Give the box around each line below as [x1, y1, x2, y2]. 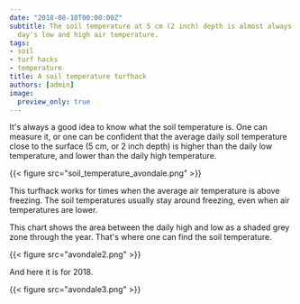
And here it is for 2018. [9, 267, 94, 278]
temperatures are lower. [9, 205, 98, 216]
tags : [9, 38, 30, 48]
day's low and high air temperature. [17, 30, 159, 39]
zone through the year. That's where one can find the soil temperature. [9, 232, 272, 243]
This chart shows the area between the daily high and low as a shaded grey [9, 222, 290, 233]
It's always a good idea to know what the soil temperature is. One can [9, 122, 268, 133]
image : [9, 88, 34, 97]
